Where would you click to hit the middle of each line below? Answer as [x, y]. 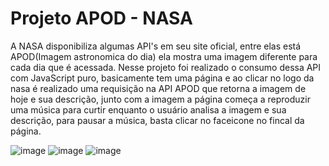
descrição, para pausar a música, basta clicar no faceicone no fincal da [157, 120]
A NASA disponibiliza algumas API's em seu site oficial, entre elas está [156, 46]
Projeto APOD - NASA [101, 18]
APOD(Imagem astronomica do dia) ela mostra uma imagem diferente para [164, 56]
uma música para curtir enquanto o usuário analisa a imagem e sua [148, 109]
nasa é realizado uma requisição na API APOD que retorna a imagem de [158, 88]
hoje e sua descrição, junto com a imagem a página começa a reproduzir [160, 99]
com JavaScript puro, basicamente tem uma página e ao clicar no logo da [162, 78]
